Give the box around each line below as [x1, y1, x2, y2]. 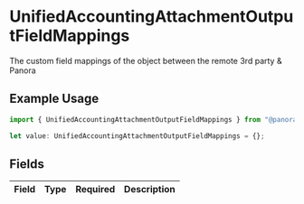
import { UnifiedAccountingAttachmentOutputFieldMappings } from [9, 115, 261, 124]
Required [75, 183, 116, 196]
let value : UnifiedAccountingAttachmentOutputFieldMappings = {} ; [9, 131, 265, 141]
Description [123, 183, 176, 196]
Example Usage [9, 91, 100, 107]
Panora [9, 65, 36, 76]
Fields [9, 156, 45, 172]
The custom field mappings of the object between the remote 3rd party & [9, 55, 282, 66]
